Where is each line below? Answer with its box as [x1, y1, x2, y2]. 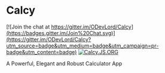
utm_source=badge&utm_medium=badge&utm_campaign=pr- [6, 42, 159, 49]
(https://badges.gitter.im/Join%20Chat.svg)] [6, 29, 115, 36]
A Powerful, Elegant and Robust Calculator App [6, 60, 123, 67]
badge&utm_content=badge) [6, 48, 77, 55]
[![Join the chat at [6, 23, 50, 30]
